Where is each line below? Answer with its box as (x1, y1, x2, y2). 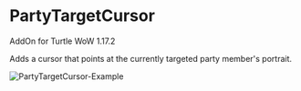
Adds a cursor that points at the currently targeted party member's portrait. (9, 53, 293, 64)
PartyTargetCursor (9, 5, 155, 26)
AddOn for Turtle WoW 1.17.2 (9, 35, 116, 46)
